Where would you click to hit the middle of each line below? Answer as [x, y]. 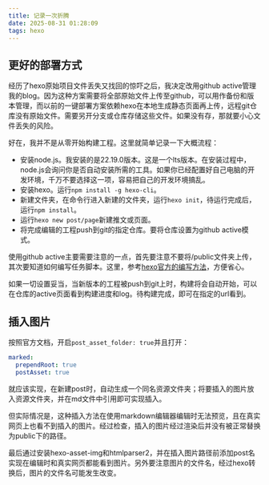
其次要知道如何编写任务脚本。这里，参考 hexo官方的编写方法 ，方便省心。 [128, 267]
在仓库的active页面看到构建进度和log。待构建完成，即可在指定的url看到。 [129, 294]
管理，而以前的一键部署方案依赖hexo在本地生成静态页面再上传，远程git [132, 106]
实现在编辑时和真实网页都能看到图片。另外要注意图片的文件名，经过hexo [128, 463]
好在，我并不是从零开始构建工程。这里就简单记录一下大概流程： [113, 143]
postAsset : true [42, 372]
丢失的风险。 [36, 126]
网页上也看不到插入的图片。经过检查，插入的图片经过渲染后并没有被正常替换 [134, 426]
